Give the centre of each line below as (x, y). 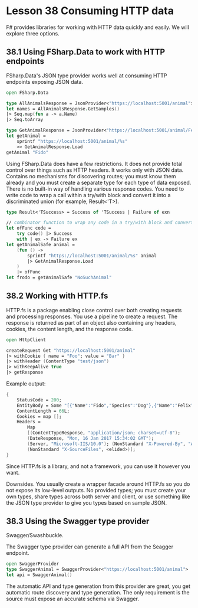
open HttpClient (26, 340)
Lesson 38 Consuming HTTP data (90, 11)
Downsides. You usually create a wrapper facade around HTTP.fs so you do (98, 484)
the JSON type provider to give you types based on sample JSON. (86, 502)
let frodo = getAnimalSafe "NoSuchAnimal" (59, 278)
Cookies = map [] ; (39, 416)
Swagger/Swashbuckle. (35, 535)
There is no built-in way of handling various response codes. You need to (95, 189)
